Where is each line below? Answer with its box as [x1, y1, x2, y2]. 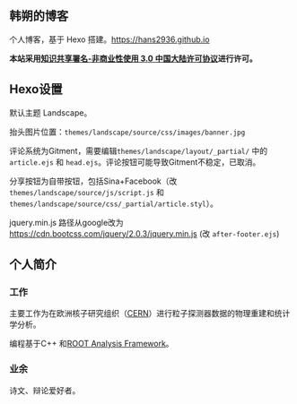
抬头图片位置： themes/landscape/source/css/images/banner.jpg [9, 126, 246, 137]
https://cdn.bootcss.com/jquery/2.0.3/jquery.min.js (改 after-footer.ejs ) [9, 228, 280, 239]
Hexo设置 [9, 82, 63, 97]
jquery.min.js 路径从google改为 [9, 217, 124, 228]
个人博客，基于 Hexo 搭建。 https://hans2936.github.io [9, 34, 210, 45]
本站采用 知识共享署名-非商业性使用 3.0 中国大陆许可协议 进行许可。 [9, 53, 258, 64]
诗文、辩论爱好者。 [9, 384, 81, 396]
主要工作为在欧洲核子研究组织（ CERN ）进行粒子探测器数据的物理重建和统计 [9, 308, 291, 319]
